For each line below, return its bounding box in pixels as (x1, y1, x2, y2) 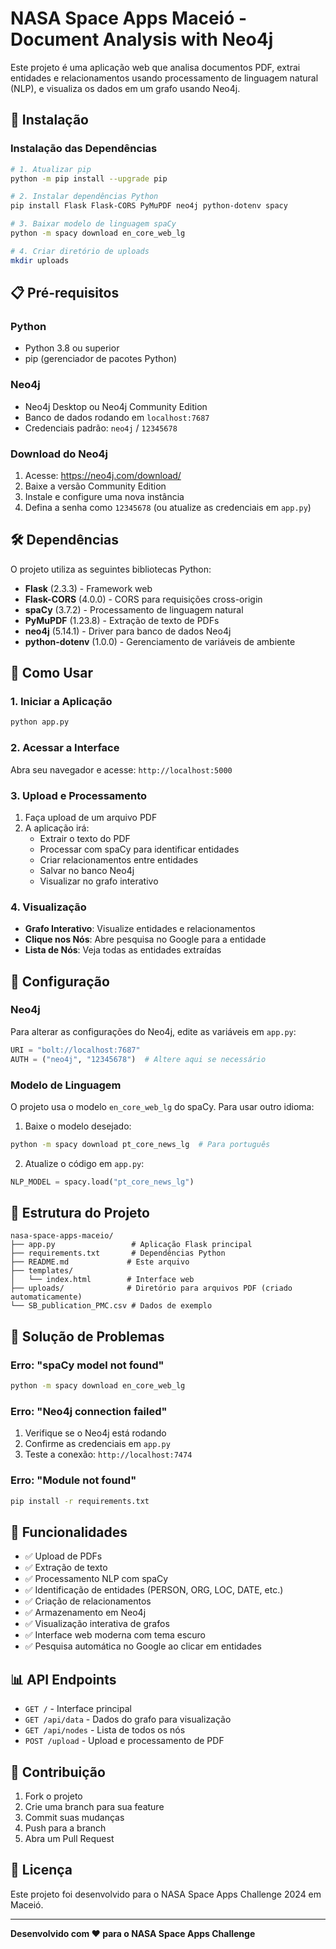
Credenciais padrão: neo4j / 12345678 (24, 422, 178, 434)
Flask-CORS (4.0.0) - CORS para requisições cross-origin (24, 593, 263, 605)
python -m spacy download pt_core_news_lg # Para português (10, 1139, 271, 1149)
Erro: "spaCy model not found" (10, 1358, 165, 1372)
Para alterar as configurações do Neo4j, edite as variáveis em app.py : (10, 1025, 297, 1037)
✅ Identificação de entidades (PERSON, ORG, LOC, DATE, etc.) (24, 1584, 284, 1596)
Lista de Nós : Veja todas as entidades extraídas (24, 944, 222, 956)
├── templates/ (10, 1266, 74, 1276)
